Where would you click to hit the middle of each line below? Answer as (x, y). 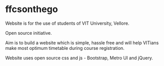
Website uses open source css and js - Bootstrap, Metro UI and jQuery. (79, 58)
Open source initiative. (29, 33)
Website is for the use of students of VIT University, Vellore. (67, 23)
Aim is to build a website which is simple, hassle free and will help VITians (82, 43)
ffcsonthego (32, 9)
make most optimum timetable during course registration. (65, 48)
